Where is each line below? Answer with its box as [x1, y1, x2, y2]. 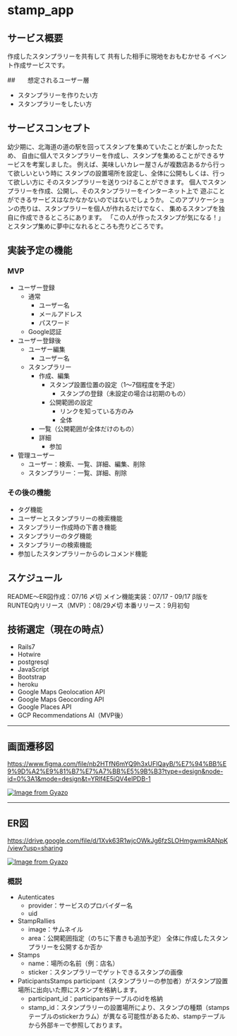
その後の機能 [7, 488, 51, 498]
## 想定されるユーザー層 [7, 76, 90, 84]
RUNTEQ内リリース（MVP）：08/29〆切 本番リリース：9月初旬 [7, 601, 190, 609]
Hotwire [17, 650, 41, 659]
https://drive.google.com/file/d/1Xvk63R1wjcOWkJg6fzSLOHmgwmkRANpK [7, 836, 228, 845]
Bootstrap [17, 673, 47, 681]
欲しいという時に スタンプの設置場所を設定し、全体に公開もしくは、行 [13, 169, 219, 177]
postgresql [17, 657, 49, 666]
